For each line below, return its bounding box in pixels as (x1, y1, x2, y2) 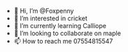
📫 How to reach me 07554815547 (13, 37, 113, 45)
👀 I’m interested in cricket (13, 14, 87, 22)
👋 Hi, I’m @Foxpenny (13, 7, 74, 15)
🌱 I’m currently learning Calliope (13, 22, 107, 30)
